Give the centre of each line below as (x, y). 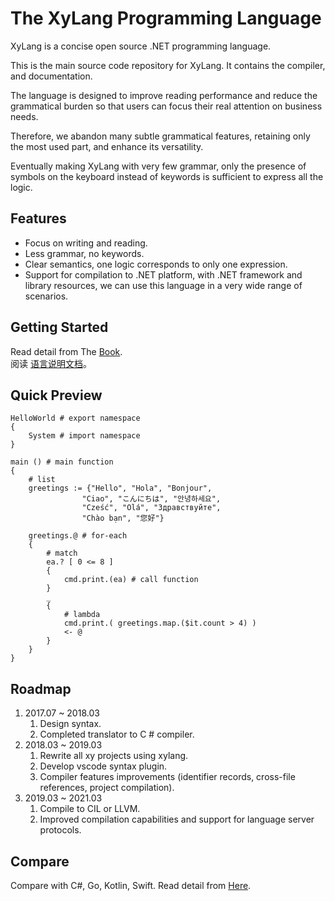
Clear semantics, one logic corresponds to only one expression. (156, 264)
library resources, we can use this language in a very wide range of (163, 285)
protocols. (60, 830)
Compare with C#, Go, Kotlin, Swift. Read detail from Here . (131, 885)
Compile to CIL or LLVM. (90, 809)
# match (62, 553)
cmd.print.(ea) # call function (131, 580)
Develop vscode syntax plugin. (103, 766)
